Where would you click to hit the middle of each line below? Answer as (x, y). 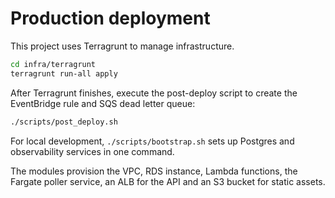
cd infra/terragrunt (53, 64)
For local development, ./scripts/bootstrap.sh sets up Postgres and (152, 141)
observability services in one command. (92, 151)
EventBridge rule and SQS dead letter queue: (103, 103)
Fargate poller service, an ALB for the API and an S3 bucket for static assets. (168, 181)
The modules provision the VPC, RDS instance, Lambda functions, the (154, 171)
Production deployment (110, 18)
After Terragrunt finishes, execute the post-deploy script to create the (154, 93)
